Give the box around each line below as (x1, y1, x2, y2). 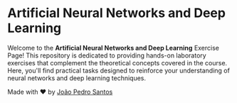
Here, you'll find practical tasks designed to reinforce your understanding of (7, 66, 230, 75)
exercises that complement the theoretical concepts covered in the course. (7, 58, 228, 67)
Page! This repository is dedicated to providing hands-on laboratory (7, 51, 206, 60)
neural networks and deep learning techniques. (7, 73, 147, 82)
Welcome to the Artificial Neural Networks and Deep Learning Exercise (7, 43, 219, 52)
